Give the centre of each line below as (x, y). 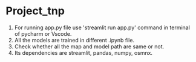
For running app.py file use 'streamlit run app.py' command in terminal (102, 27)
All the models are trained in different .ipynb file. (74, 40)
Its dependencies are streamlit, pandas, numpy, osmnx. (83, 52)
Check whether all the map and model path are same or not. (89, 46)
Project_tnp (35, 11)
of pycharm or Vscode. (43, 33)
